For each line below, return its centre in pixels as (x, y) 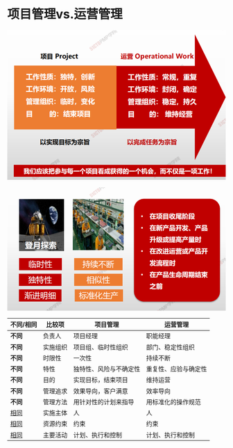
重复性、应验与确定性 (176, 369)
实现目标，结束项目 (101, 380)
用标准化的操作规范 (173, 401)
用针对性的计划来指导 (104, 401)
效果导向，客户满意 (101, 391)
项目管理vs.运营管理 (65, 14)
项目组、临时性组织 (101, 347)
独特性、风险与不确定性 (107, 369)
